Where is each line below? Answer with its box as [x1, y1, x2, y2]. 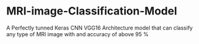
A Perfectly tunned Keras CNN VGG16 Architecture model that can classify [6, 24, 193, 31]
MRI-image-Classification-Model [6, 4, 178, 18]
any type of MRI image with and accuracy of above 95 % [6, 30, 149, 37]
